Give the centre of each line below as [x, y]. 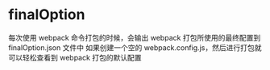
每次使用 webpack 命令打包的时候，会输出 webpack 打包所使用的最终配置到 [135, 37]
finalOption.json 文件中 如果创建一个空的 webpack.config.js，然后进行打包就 [135, 47]
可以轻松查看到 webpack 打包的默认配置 [75, 57]
